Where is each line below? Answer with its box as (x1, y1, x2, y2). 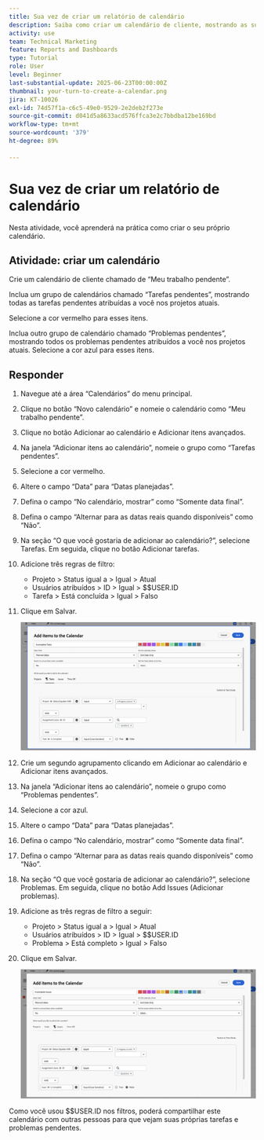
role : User (9, 63, 45, 71)
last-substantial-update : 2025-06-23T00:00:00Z (9, 79, 168, 86)
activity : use (9, 29, 56, 37)
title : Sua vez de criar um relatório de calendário (9, 13, 185, 20)
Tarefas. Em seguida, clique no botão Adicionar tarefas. (20, 544, 200, 554)
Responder (9, 368, 64, 381)
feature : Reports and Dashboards (9, 46, 118, 54)
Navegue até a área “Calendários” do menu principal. (20, 389, 193, 398)
